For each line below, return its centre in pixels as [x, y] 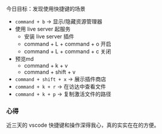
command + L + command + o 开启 [67, 44]
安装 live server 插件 [49, 36]
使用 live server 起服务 [43, 29]
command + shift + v [50, 72]
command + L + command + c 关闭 [67, 51]
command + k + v [46, 66]
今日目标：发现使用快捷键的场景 [46, 9]
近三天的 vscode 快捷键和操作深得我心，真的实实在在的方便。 [83, 125]
